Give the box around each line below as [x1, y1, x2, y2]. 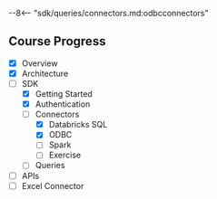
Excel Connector [21, 180, 84, 191]
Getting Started [35, 89, 93, 99]
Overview [21, 58, 58, 69]
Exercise [48, 149, 82, 161]
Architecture [21, 68, 69, 79]
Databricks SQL [48, 119, 108, 130]
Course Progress [8, 33, 106, 49]
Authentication [35, 99, 91, 109]
